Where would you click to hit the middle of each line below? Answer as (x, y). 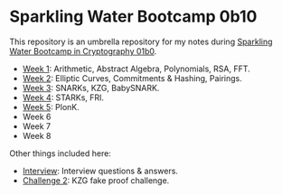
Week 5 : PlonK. (51, 107)
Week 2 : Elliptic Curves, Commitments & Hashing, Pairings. (132, 78)
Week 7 (37, 126)
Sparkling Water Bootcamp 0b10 (133, 17)
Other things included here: (60, 153)
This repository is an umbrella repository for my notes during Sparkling (141, 42)
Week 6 (37, 116)
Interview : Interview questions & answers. (100, 171)
